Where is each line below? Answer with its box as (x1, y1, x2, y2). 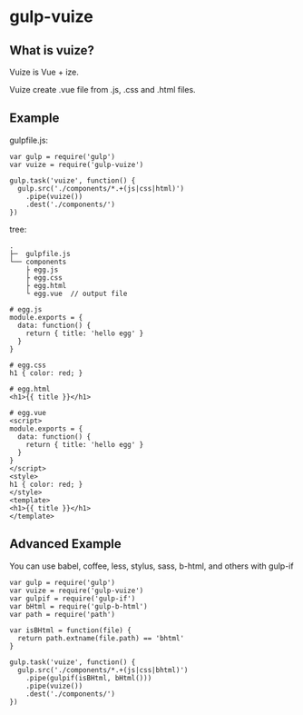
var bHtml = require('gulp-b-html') (9, 601, 148, 611)
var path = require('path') (9, 610, 116, 619)
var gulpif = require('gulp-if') (9, 593, 136, 603)
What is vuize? (9, 43, 95, 58)
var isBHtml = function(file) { (9, 625, 132, 635)
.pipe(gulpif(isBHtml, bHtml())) (25, 673, 152, 682)
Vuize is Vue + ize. (9, 66, 80, 77)
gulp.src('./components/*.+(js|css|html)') (17, 184, 184, 193)
